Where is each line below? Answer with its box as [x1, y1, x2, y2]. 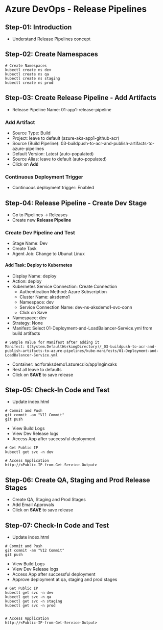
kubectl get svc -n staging [5, 599, 63, 604]
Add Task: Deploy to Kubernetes [5, 262, 72, 268]
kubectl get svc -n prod [5, 603, 56, 608]
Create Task [12, 246, 37, 252]
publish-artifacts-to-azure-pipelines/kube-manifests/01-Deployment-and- [5, 348, 159, 353]
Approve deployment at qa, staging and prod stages [12, 576, 117, 582]
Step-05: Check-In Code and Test [5, 386, 110, 394]
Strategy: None [12, 320, 43, 326]
